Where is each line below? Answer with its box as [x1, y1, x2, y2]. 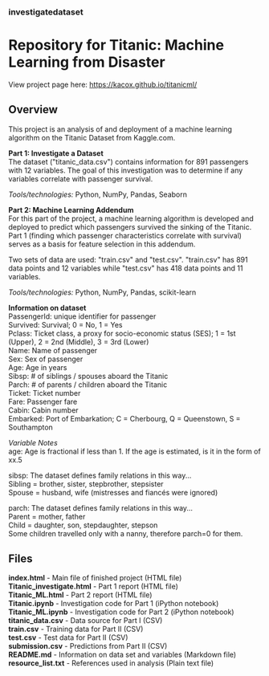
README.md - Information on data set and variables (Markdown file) [8, 650, 237, 660]
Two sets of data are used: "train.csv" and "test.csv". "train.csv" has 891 [8, 255, 248, 264]
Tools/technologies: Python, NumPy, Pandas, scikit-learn [8, 287, 197, 297]
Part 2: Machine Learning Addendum [8, 205, 134, 214]
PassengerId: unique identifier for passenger [8, 312, 157, 321]
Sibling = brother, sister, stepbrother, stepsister [8, 478, 164, 488]
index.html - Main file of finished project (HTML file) [8, 573, 182, 583]
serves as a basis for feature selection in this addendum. [8, 239, 196, 249]
